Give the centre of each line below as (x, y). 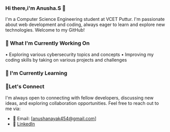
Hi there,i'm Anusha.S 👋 (35, 8)
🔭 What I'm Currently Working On (47, 43)
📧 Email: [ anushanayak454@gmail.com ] (55, 118)
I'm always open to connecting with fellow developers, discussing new (80, 98)
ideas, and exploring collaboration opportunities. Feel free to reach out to (82, 103)
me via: (13, 109)
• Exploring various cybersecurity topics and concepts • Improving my (80, 54)
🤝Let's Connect (25, 87)
